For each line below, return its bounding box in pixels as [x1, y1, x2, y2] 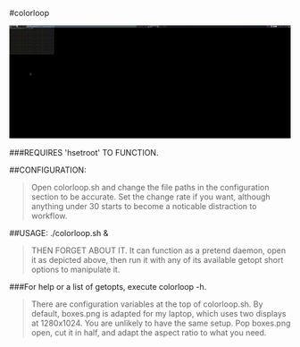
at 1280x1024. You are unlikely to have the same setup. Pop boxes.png [30, 317, 291, 328]
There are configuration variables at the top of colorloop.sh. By [30, 299, 263, 309]
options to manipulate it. [30, 264, 121, 275]
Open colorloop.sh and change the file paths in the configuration [30, 182, 270, 192]
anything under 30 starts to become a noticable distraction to [30, 200, 257, 211]
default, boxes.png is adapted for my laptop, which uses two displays [30, 308, 287, 318]
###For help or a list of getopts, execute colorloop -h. [9, 281, 207, 292]
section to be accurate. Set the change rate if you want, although [30, 191, 271, 202]
